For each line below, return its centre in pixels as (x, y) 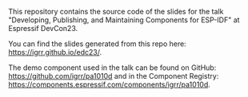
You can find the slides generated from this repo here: (97, 44)
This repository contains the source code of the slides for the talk (116, 12)
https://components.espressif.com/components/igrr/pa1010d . (109, 84)
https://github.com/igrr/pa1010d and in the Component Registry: (114, 76)
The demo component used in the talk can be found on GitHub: (112, 68)
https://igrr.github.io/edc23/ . (55, 52)
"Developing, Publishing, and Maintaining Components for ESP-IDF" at (124, 20)
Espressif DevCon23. (43, 28)
